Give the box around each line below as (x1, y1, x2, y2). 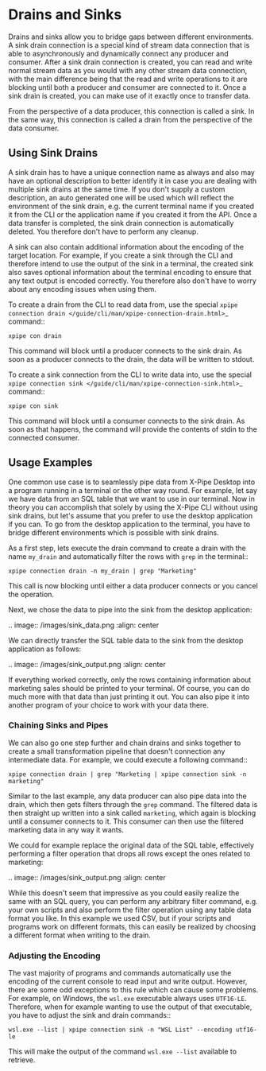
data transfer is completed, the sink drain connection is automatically (8, 218, 234, 227)
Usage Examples (8, 456, 93, 470)
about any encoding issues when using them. (8, 284, 157, 293)
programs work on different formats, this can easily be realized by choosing (8, 922, 256, 931)
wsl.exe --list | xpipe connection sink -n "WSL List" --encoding (8, 1026, 233, 1034)
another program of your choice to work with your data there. (8, 700, 209, 709)
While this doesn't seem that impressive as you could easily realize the (8, 888, 240, 898)
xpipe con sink (8, 402, 59, 410)
